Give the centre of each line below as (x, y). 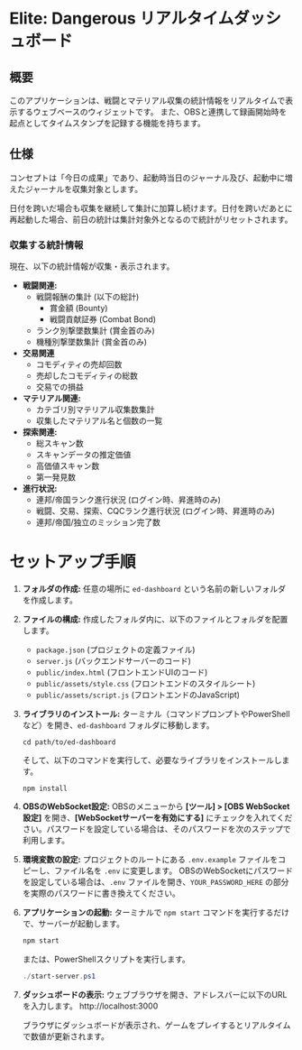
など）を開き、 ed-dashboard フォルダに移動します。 (118, 725)
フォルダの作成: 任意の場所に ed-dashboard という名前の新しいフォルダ (154, 589)
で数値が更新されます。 (66, 1036)
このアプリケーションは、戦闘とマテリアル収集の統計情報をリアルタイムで (147, 101)
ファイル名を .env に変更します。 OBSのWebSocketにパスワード (174, 870)
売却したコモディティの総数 (87, 376)
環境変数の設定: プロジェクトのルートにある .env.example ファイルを (150, 860)
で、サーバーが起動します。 (73, 924)
